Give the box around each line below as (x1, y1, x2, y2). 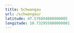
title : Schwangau (5, 7, 41, 12)
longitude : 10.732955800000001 (5, 20, 70, 26)
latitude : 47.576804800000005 (5, 16, 68, 21)
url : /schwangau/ (5, 12, 41, 16)
